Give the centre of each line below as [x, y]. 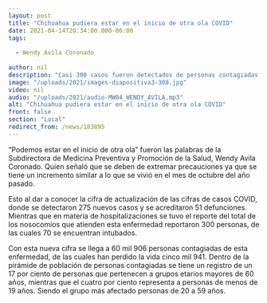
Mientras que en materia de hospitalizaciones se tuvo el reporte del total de [132, 215]
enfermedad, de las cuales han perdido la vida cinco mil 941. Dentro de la [129, 257]
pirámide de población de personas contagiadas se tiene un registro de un [130, 265]
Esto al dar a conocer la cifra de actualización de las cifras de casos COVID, [133, 199]
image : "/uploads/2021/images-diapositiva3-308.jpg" [98, 82]
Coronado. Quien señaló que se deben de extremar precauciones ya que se [133, 166]
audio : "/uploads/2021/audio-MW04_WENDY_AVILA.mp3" [96, 97]
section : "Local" [37, 120]
